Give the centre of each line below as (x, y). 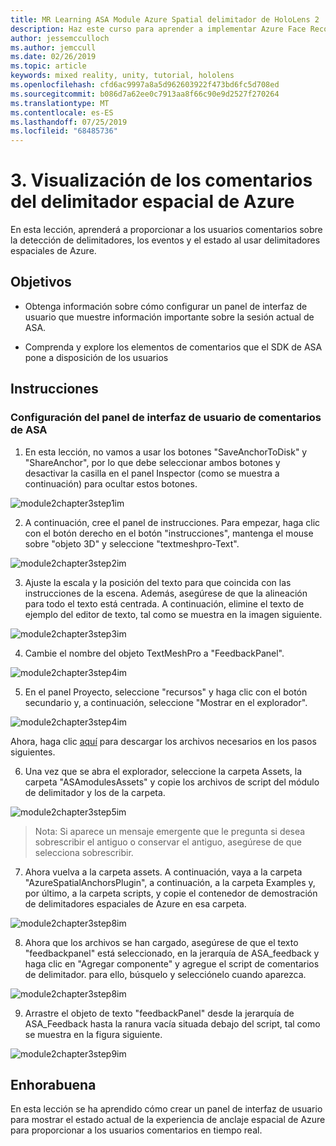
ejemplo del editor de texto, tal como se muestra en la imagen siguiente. (173, 614)
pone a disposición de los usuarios (96, 357)
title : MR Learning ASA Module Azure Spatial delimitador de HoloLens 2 (165, 19)
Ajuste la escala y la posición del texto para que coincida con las (158, 582)
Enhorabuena (53, 1084)
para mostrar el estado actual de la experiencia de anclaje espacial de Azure (168, 1120)
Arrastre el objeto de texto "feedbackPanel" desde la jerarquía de (159, 1013)
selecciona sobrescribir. (84, 852)
